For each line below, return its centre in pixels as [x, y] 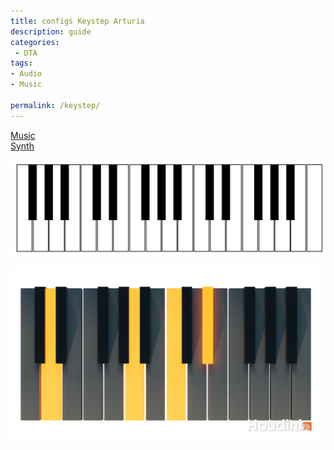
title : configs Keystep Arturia [77, 21]
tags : [21, 63]
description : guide [51, 31]
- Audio [26, 74]
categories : [35, 42]
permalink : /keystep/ [55, 105]
